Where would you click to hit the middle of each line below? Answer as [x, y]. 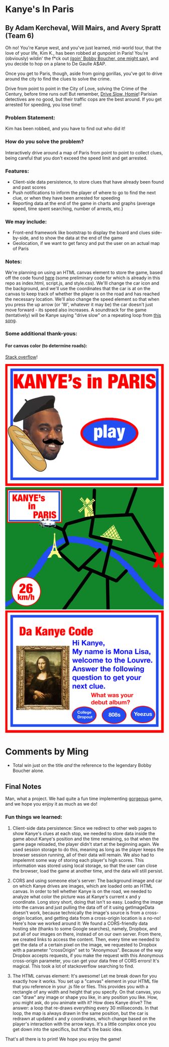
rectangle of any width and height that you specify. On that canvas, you [87, 992]
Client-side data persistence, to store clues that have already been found [88, 182]
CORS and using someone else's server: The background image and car [87, 881]
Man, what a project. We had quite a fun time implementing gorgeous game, [84, 799]
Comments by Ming [47, 752]
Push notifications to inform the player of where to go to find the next [84, 193]
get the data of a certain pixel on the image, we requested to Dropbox [84, 944]
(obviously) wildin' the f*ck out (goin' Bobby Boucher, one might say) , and [82, 58]
